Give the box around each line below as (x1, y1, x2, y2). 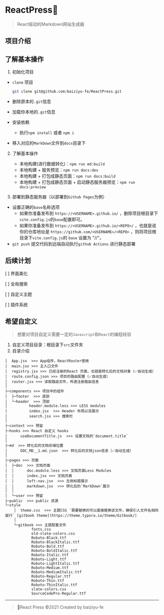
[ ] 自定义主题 (5, 291, 33, 297)
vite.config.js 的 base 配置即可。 (19, 217, 85, 222)
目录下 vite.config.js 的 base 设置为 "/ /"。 (19, 235, 104, 241)
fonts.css (31, 527, 51, 532)
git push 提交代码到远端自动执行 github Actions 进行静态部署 (12, 241, 136, 247)
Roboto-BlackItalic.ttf (31, 540, 80, 545)
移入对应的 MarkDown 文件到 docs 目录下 (12, 140, 86, 146)
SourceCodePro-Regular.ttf (31, 591, 86, 596)
